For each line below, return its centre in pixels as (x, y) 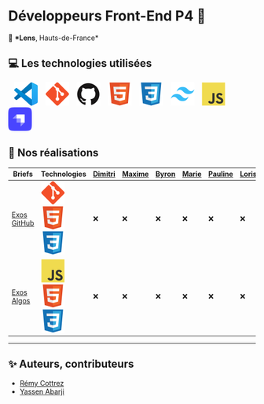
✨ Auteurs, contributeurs (71, 364)
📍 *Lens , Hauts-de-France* (53, 38)
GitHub (23, 222)
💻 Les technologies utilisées (80, 63)
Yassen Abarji (42, 391)
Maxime (135, 174)
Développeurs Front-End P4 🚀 (107, 16)
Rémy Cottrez (42, 383)
